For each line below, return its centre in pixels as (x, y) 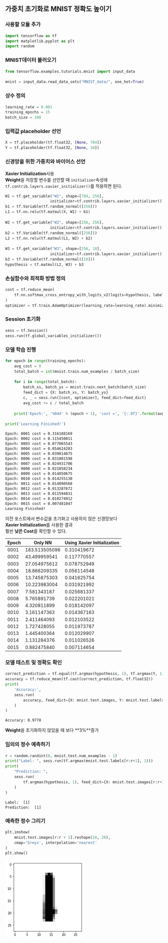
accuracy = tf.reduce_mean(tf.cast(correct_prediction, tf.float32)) (79, 679)
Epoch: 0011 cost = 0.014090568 (39, 484)
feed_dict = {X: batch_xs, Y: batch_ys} (66, 392)
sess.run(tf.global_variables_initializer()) (53, 336)
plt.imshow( (17, 832)
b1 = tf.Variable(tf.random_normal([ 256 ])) (51, 206)
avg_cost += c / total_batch (53, 403)
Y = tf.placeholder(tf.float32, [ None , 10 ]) (52, 148)
